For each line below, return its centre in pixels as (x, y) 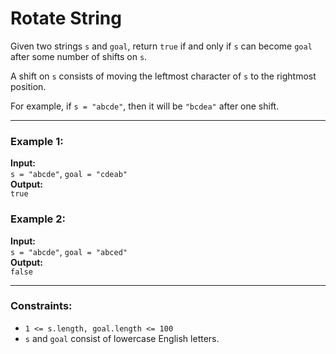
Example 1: (37, 141)
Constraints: (41, 306)
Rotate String (66, 18)
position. (28, 86)
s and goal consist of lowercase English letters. (122, 338)
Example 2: (38, 219)
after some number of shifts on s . (79, 56)
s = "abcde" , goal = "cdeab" (69, 174)
